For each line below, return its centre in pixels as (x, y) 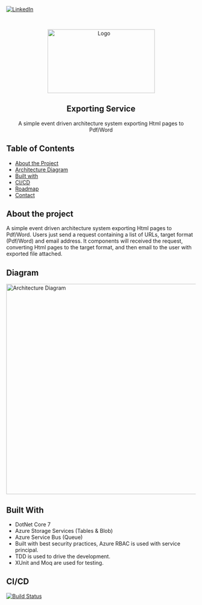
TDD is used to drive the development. (63, 556)
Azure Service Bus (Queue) (49, 537)
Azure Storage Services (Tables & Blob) (64, 531)
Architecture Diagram (41, 169)
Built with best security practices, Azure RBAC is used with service (97, 544)
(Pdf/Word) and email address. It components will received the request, (95, 241)
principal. (26, 550)
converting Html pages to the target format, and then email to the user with (99, 248)
